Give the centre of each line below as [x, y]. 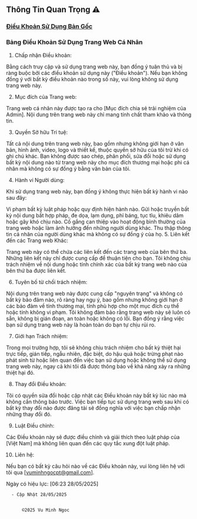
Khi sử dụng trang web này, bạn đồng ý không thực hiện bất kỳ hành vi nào [97, 191]
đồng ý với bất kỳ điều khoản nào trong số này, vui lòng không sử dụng [92, 79]
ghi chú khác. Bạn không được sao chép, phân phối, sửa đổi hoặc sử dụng [96, 156]
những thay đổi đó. [29, 414]
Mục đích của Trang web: [46, 97]
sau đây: [16, 197]
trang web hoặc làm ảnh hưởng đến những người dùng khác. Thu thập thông [98, 228]
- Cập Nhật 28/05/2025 [39, 494]
